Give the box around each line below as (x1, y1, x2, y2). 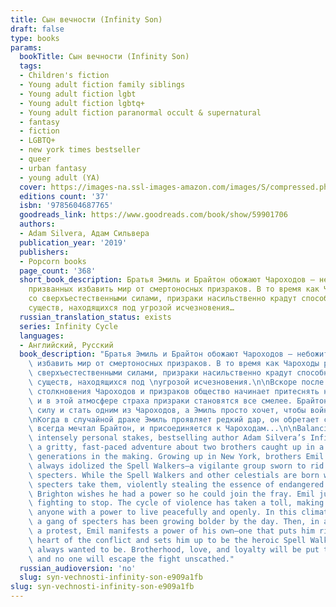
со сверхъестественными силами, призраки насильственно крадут (28, 294, 298, 304)
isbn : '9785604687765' (19, 201, 114, 211)
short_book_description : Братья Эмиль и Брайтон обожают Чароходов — (19, 275, 315, 285)
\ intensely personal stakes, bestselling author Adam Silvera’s (28, 433, 307, 443)
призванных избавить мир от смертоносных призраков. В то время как (28, 284, 320, 295)
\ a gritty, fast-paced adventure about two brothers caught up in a (28, 442, 325, 453)
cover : (19, 182, 47, 192)
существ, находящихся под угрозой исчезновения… (28, 303, 235, 313)
